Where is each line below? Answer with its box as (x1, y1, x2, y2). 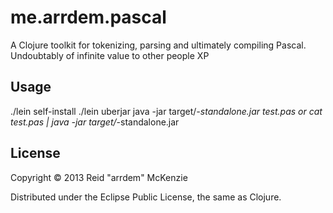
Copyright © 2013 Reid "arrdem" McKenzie (10, 171, 188, 183)
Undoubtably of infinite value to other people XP (10, 49, 210, 61)
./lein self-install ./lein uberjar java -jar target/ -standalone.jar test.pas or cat (10, 105, 323, 117)
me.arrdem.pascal (10, 6, 167, 29)
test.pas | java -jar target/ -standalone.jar (10, 116, 180, 128)
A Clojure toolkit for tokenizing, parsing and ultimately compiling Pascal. (10, 39, 307, 51)
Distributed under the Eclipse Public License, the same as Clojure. (10, 191, 282, 203)
